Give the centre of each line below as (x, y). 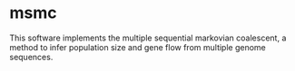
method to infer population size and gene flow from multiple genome (138, 47)
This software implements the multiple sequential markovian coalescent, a (148, 38)
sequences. (31, 57)
